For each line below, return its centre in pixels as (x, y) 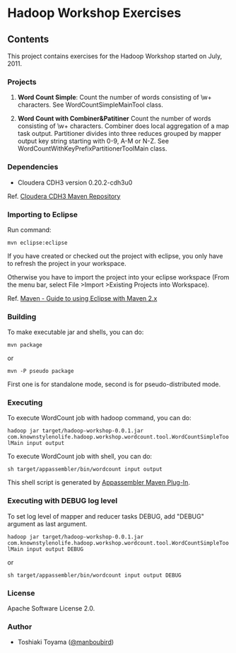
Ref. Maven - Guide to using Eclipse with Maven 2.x (82, 298)
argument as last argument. (47, 524)
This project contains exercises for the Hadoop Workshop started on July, (115, 56)
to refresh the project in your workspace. (67, 263)
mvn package (25, 345)
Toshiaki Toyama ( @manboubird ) (66, 642)
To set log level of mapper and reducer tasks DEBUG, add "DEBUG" (106, 516)
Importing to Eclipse (43, 214)
